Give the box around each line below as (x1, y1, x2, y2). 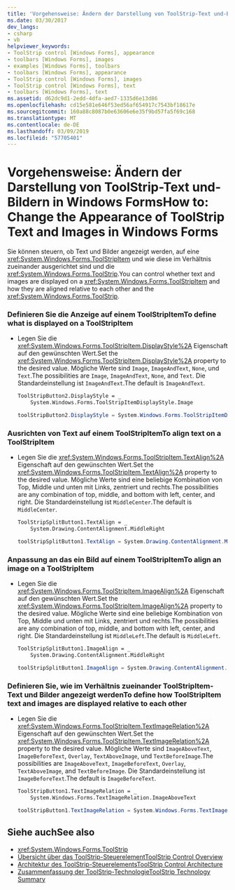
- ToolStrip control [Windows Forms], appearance (7, 50, 155, 57)
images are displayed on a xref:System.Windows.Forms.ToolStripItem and (7, 277, 220, 286)
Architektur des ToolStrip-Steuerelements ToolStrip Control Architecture (17, 860, 223, 868)
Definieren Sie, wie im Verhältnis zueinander (7, 681, 162, 691)
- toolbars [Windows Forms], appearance (7, 69, 127, 76)
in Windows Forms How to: (52, 194, 209, 211)
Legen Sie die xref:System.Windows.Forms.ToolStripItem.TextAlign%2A (17, 453, 225, 462)
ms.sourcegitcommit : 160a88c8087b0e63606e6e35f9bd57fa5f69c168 (7, 108, 196, 115)
